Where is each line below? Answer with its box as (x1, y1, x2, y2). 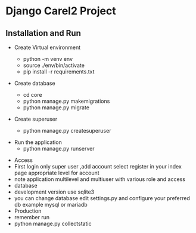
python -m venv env (23, 56, 73, 62)
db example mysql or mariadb (14, 201, 88, 208)
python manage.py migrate (23, 104, 90, 111)
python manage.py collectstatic (14, 220, 92, 227)
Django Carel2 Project (5, 4, 117, 18)
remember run (14, 214, 50, 220)
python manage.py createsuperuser (23, 127, 111, 134)
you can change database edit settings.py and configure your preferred (14, 195, 190, 201)
